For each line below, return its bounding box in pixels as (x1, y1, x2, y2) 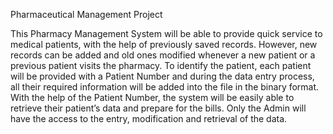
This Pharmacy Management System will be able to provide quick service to (10, 28, 323, 39)
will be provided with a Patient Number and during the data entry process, (10, 70, 315, 82)
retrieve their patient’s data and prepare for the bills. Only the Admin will (10, 102, 307, 114)
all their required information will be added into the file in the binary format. (10, 81, 320, 93)
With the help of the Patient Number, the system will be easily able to (10, 92, 295, 103)
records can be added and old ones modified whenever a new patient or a (10, 49, 316, 61)
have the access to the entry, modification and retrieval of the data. (10, 113, 288, 124)
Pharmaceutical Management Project (10, 9, 163, 20)
